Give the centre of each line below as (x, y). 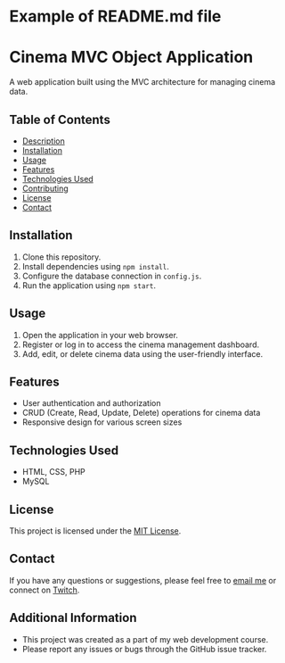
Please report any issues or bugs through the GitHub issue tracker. (144, 649)
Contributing (45, 188)
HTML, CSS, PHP (54, 472)
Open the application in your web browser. (100, 335)
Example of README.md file (115, 17)
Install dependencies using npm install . (95, 266)
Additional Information (73, 618)
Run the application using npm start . (89, 285)
